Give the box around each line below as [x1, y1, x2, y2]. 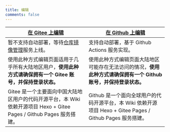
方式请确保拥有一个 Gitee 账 [8, 71, 74, 78]
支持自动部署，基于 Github [88, 39, 152, 46]
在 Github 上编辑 [105, 29, 146, 36]
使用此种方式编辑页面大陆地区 [88, 56, 160, 63]
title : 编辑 [5, 7, 29, 13]
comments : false [5, 12, 39, 17]
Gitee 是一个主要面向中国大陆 [8, 88, 77, 95]
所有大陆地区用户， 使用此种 [13, 63, 79, 71]
